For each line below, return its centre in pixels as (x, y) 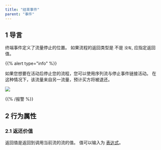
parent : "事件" (20, 14)
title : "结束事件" (23, 9)
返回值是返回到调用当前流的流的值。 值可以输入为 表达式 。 (64, 142)
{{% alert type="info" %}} (31, 63)
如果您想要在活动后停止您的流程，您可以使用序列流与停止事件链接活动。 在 (81, 74)
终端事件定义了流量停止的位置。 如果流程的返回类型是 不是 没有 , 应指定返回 (80, 48)
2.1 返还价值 (19, 131)
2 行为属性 (21, 116)
